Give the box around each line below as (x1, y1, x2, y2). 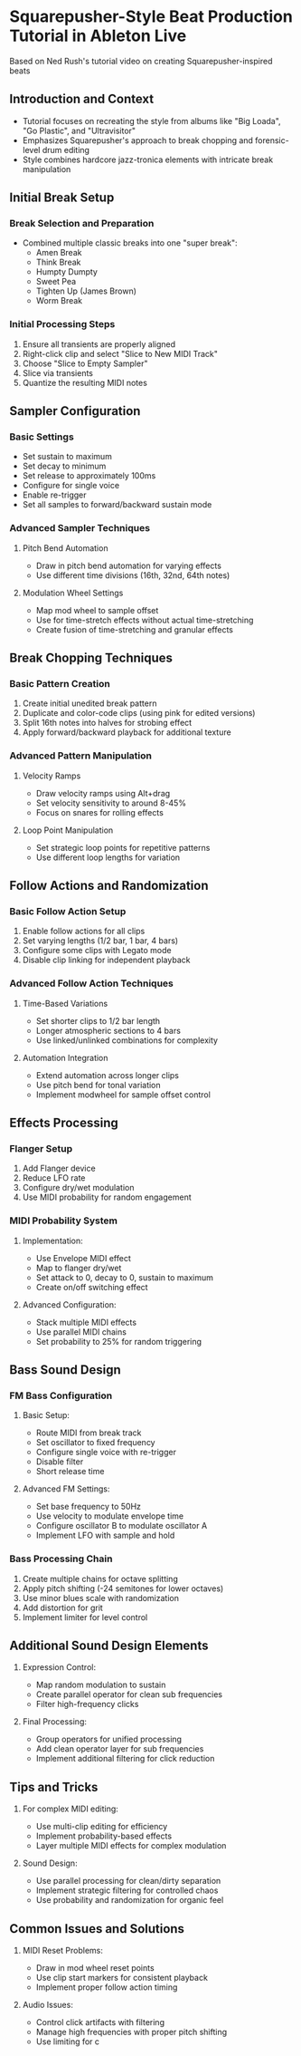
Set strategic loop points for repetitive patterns (35, 842, 211, 853)
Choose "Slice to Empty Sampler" (22, 358, 148, 369)
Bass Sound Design (9, 1362, 122, 1378)
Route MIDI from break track (35, 1427, 142, 1438)
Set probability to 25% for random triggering (35, 1336, 202, 1347)
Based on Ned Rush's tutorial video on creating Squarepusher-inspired (9, 55, 273, 66)
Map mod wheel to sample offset (35, 604, 159, 615)
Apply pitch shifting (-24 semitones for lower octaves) (22, 1583, 224, 1594)
